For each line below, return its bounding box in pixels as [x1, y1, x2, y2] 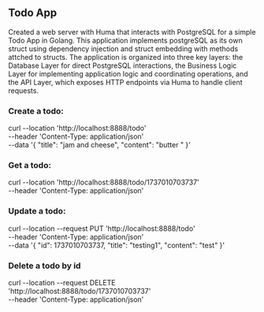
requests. [8, 86, 39, 95]
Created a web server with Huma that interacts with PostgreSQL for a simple [8, 27, 256, 36]
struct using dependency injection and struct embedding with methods [8, 43, 239, 54]
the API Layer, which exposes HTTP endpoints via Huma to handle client [8, 77, 243, 87]
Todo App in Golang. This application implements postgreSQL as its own [8, 35, 243, 45]
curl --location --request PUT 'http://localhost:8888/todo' [8, 224, 195, 233]
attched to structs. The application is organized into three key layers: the [8, 52, 244, 61]
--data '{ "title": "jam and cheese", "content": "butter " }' [8, 140, 191, 150]
